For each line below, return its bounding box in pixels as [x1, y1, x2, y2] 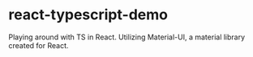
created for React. [8, 40, 69, 50]
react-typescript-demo [8, 6, 169, 24]
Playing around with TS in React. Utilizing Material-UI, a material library [8, 32, 246, 42]
